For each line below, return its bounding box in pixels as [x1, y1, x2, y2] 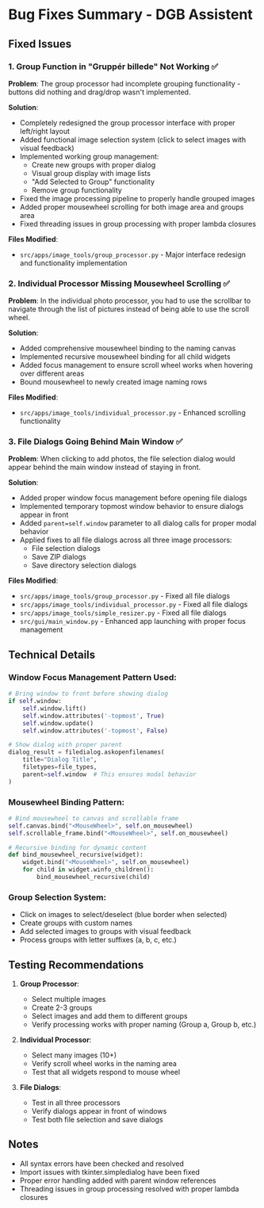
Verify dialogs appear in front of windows [31, 1107, 167, 1116]
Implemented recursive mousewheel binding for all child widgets [19, 352, 231, 361]
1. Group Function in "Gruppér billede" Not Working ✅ [8, 61, 219, 72]
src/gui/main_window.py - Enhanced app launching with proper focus [19, 617, 247, 626]
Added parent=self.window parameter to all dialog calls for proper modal [19, 518, 257, 528]
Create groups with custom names [19, 918, 133, 928]
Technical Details [8, 648, 96, 661]
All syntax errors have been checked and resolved [19, 1159, 185, 1168]
